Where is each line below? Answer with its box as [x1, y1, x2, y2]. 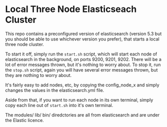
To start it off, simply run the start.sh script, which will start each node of [5, 51, 157, 57]
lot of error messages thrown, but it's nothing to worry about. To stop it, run [5, 61, 161, 67]
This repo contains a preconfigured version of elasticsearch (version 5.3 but [5, 30, 162, 36]
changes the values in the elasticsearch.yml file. [5, 87, 104, 93]
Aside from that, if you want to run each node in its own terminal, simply [5, 96, 153, 103]
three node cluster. [5, 41, 44, 47]
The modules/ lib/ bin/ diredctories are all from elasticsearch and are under [5, 111, 160, 118]
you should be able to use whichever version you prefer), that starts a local [5, 36, 159, 42]
